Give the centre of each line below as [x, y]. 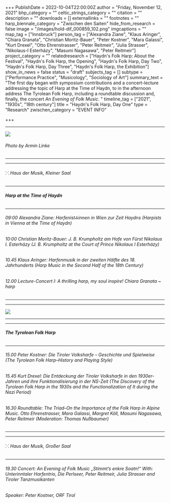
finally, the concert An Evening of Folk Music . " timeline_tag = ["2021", [78, 99]
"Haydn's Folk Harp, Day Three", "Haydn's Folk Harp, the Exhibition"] [77, 66]
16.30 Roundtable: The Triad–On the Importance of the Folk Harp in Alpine [83, 408]
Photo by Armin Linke [28, 145]
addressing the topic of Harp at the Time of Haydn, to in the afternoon [78, 88]
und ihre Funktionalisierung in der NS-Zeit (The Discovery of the [88, 381]
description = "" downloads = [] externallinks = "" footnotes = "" [72, 18]
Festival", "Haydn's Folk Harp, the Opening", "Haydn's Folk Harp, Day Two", [84, 61]
